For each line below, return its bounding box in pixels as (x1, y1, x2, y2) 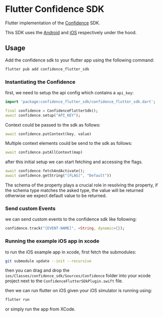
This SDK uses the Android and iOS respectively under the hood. (5, 29, 137, 35)
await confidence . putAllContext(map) (5, 150, 83, 155)
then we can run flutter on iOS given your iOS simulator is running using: (5, 288, 152, 294)
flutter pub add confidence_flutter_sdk (5, 66, 90, 71)
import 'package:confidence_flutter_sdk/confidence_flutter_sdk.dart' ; (5, 99, 156, 104)
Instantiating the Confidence (5, 78, 76, 85)
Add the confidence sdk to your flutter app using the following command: (5, 57, 155, 63)
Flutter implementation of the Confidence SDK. (5, 20, 100, 26)
